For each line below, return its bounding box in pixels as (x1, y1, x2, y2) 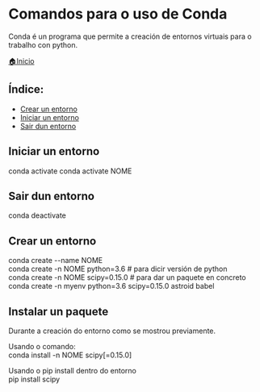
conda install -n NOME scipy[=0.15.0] (8, 350, 132, 360)
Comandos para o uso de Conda (8, 5, 228, 23)
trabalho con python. (8, 40, 78, 49)
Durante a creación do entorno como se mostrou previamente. (8, 326, 216, 336)
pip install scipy (8, 374, 61, 384)
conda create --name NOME (8, 256, 103, 265)
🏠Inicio (8, 56, 35, 65)
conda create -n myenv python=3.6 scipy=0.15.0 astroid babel (8, 281, 215, 291)
